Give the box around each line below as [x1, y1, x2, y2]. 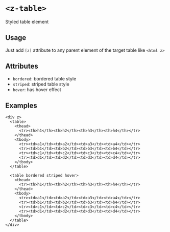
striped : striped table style [12, 81, 70, 87]
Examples [5, 101, 37, 110]
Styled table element [5, 18, 49, 25]
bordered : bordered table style [12, 75, 77, 81]
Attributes [5, 62, 38, 71]
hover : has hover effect [12, 86, 61, 93]
